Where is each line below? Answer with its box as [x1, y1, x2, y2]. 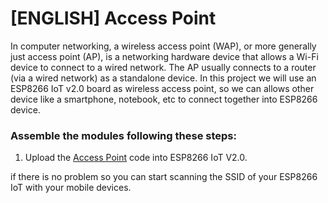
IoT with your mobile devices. [10, 182, 132, 194]
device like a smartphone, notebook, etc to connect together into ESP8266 [10, 93, 318, 105]
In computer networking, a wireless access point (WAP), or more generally [10, 40, 317, 52]
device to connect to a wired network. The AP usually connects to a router [10, 61, 317, 73]
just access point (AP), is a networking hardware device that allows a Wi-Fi [10, 50, 319, 62]
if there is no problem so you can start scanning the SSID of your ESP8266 [10, 171, 318, 183]
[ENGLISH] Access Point [10, 7, 217, 30]
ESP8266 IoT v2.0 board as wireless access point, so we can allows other [10, 82, 315, 94]
